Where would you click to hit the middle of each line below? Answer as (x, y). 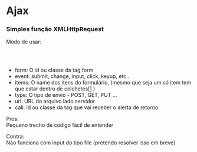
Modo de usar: (24, 42)
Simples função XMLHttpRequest (55, 29)
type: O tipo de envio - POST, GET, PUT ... (66, 95)
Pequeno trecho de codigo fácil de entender (60, 125)
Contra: (15, 137)
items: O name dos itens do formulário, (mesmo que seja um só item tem (103, 83)
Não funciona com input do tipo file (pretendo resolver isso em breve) (91, 143)
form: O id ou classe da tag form (54, 70)
